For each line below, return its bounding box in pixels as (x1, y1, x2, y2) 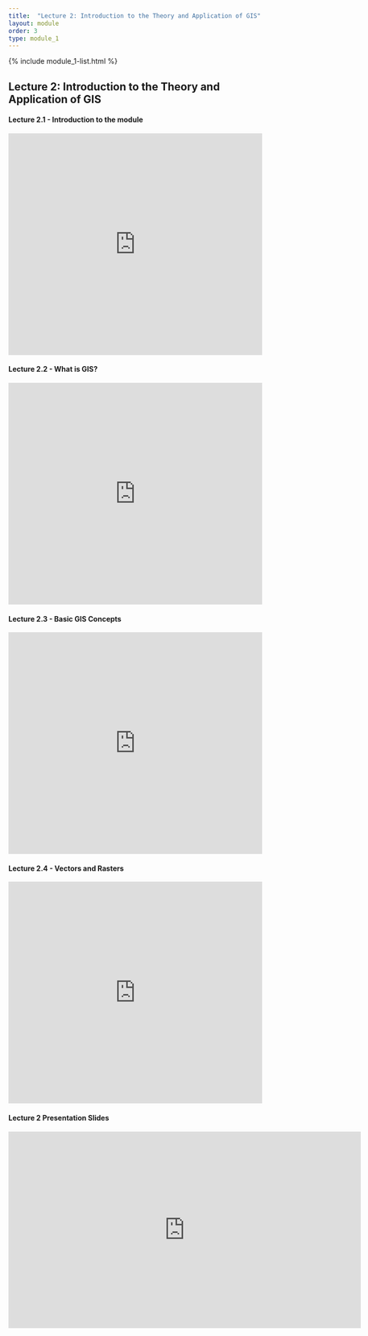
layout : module (8, 19, 60, 27)
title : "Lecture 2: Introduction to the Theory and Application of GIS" (8, 11, 262, 20)
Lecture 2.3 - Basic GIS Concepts (8, 614, 122, 623)
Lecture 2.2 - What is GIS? (8, 364, 98, 374)
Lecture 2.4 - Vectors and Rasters (8, 864, 125, 873)
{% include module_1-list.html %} (8, 56, 118, 66)
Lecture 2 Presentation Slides (8, 1113, 110, 1123)
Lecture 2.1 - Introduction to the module (8, 114, 143, 125)
